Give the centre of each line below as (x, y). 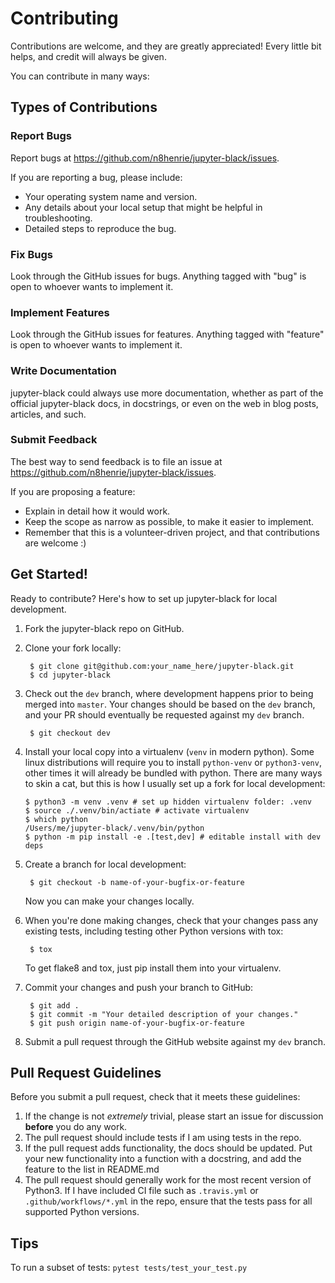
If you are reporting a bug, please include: (96, 177)
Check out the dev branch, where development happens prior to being (169, 693)
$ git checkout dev (70, 733)
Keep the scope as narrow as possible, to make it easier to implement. (169, 521)
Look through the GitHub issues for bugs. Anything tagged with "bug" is (158, 276)
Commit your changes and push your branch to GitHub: (139, 987)
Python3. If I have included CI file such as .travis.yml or (141, 1191)
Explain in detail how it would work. (97, 511)
